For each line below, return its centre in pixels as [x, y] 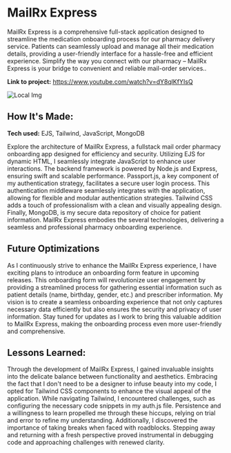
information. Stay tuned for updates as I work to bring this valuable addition [114, 316]
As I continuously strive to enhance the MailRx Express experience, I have [112, 265]
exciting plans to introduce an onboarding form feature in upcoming [103, 273]
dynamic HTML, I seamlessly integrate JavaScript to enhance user [101, 161]
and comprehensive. [36, 331]
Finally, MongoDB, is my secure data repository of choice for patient [104, 212]
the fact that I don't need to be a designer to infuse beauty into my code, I [112, 384]
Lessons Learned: [47, 352]
